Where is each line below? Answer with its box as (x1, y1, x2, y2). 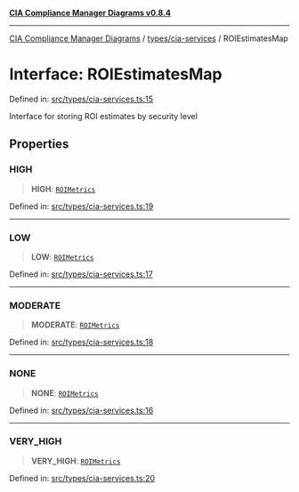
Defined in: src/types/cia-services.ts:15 (9, 93, 154, 104)
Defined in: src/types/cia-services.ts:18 (9, 337, 154, 348)
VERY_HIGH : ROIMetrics (30, 456, 121, 466)
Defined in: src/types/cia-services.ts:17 (9, 269, 153, 279)
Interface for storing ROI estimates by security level (9, 110, 198, 121)
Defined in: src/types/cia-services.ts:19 (9, 200, 154, 212)
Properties (9, 137, 69, 152)
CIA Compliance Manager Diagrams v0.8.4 (9, 8, 172, 18)
